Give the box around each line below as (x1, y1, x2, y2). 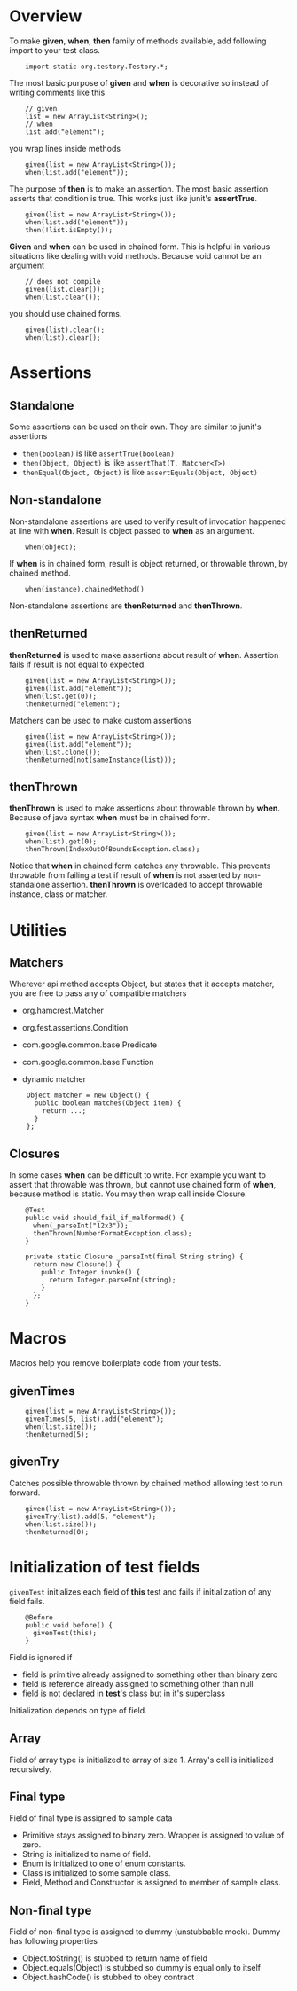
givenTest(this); (32, 1628, 98, 1637)
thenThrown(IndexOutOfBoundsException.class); (25, 845, 200, 854)
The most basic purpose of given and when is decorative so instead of (9, 77, 269, 88)
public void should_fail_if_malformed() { (25, 1213, 184, 1223)
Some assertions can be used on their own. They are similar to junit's (9, 421, 262, 432)
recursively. (9, 1763, 52, 1775)
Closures (9, 1146, 60, 1161)
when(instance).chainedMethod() (25, 584, 145, 593)
